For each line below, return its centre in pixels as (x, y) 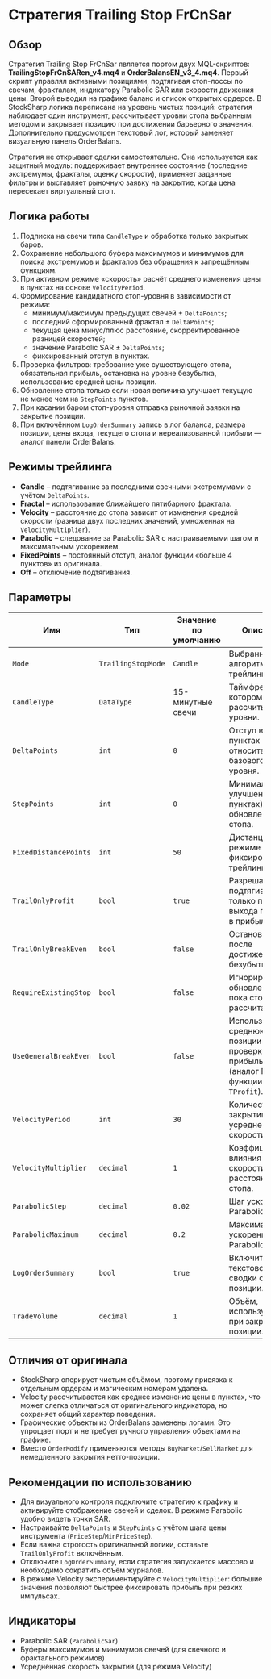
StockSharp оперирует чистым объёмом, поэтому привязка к (126, 1380)
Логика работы (49, 217)
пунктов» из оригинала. (61, 563)
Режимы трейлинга (60, 467)
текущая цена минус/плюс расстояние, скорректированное (135, 330)
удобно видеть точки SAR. (65, 1519)
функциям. (39, 270)
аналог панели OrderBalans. (68, 441)
